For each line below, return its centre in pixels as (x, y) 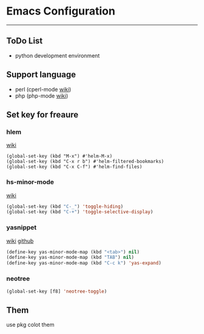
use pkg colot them (30, 325)
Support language (41, 75)
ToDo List (25, 41)
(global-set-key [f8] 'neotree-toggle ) (57, 291)
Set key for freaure (42, 114)
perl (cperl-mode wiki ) (43, 89)
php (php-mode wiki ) (42, 96)
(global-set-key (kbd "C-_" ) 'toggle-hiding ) (65, 206)
